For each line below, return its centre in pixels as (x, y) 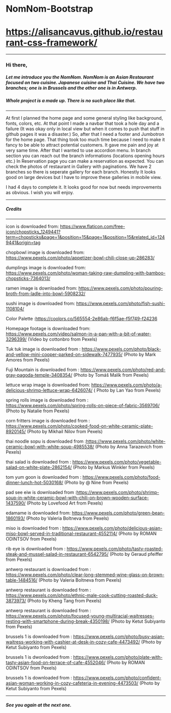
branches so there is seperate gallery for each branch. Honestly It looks (81, 172)
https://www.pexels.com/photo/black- (121, 349)
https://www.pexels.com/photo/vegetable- (117, 462)
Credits (14, 209)
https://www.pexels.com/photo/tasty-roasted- (115, 549)
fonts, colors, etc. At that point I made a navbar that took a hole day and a (82, 123)
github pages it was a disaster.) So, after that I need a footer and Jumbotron (85, 134)
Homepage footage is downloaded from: (48, 329)
